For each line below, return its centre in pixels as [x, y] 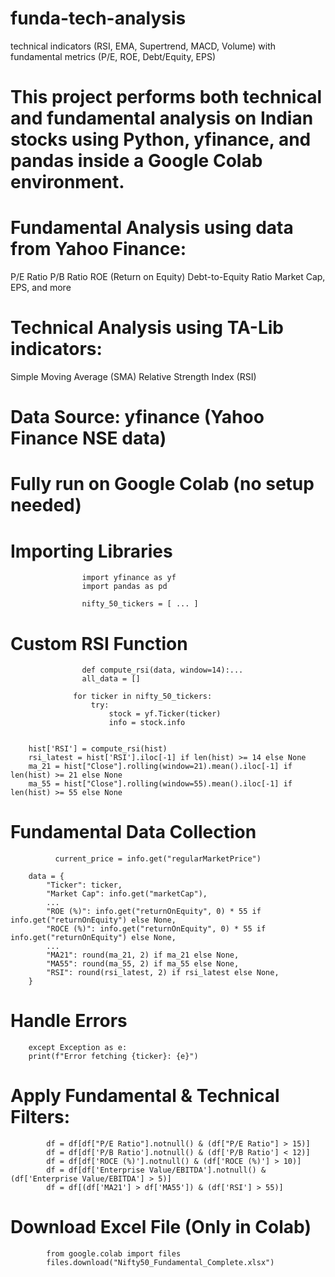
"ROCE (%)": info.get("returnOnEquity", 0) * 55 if [156, 929]
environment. [67, 182]
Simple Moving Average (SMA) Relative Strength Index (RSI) [133, 376]
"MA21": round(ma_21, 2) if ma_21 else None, [143, 955]
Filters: [40, 1117]
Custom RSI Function [99, 643]
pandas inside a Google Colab [136, 161]
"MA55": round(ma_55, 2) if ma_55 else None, [143, 964]
